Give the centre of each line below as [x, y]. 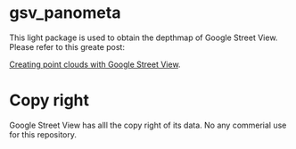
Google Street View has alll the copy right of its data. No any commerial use [148, 125]
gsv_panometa [65, 13]
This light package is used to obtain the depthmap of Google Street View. [144, 37]
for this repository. [43, 134]
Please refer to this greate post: [67, 46]
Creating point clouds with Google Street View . [95, 64]
